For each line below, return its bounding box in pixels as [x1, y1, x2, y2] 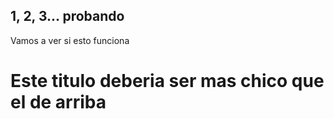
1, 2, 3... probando [10, 8, 125, 25]
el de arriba [10, 91, 107, 113]
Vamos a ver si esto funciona [10, 34, 130, 46]
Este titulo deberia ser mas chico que [10, 70, 325, 92]
